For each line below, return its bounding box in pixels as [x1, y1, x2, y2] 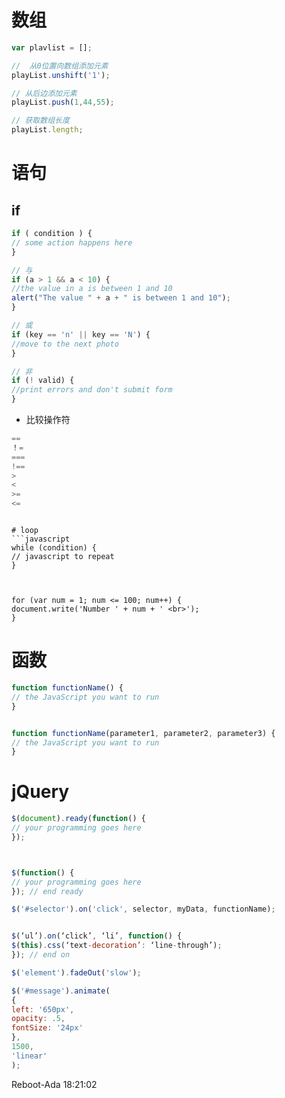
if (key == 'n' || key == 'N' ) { [11, 329, 151, 340]
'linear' [11, 1051, 48, 1061]
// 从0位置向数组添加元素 [11, 61, 109, 71]
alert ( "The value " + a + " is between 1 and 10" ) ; [11, 293, 231, 303]
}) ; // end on [11, 950, 71, 960]
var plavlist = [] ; [11, 42, 93, 53]
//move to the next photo [11, 339, 119, 349]
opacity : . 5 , [11, 1014, 66, 1024]
